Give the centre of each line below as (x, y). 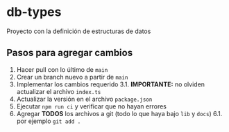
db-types (34, 12)
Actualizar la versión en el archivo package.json (84, 99)
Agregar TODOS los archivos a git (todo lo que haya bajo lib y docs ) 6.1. (119, 113)
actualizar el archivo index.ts (59, 91)
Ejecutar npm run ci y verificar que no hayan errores (92, 106)
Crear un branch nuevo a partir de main (72, 77)
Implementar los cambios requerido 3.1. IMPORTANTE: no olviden (111, 84)
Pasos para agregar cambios (70, 53)
